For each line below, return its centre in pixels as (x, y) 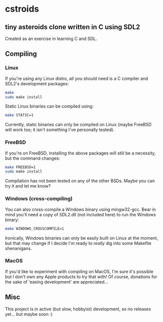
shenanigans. (18, 248)
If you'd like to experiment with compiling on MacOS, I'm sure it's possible (79, 271)
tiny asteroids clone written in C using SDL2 (72, 27)
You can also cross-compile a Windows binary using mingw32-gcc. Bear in (81, 209)
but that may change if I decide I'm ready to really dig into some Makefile (78, 243)
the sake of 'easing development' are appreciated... (57, 282)
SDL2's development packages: (37, 83)
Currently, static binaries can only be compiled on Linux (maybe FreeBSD (78, 125)
